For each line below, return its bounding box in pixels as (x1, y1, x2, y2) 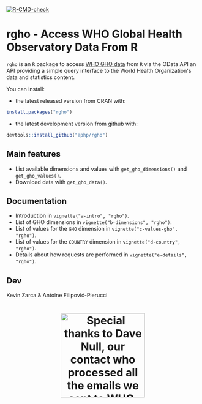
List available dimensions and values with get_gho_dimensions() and (15, 165, 187, 173)
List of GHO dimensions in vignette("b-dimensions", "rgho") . (15, 219, 173, 226)
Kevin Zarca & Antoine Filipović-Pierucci (6, 291, 108, 299)
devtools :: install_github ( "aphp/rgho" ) (6, 132, 108, 138)
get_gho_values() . (15, 171, 61, 179)
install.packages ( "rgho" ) (6, 109, 72, 115)
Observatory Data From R (6, 40, 138, 54)
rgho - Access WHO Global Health (6, 28, 182, 41)
